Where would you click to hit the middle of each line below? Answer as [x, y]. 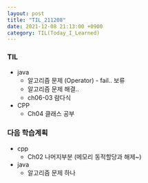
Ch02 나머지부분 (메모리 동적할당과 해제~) [84, 157]
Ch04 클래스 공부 [51, 113]
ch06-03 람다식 [49, 97]
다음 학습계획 [28, 133]
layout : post [26, 13]
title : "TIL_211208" [37, 20]
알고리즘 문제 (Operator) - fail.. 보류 [76, 80]
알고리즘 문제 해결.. [53, 89]
